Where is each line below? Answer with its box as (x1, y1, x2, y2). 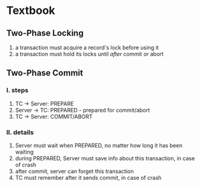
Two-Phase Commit (6, 68, 83, 78)
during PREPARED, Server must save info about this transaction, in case (15, 154, 195, 161)
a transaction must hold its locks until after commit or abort (15, 50, 164, 58)
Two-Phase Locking (6, 28, 84, 38)
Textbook (6, 4, 55, 18)
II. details (6, 128, 34, 137)
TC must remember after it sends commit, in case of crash (15, 174, 162, 181)
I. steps (6, 86, 29, 95)
